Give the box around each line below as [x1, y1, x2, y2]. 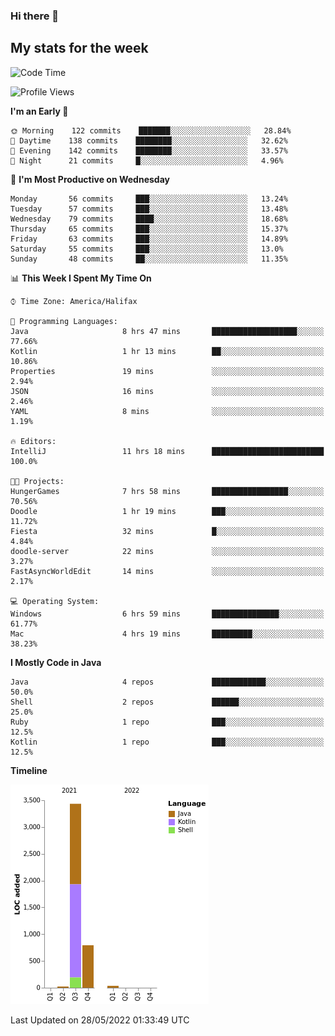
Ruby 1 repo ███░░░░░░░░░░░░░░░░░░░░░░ [10, 717, 325, 727]
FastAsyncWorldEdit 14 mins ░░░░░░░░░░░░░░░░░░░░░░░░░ [10, 566, 325, 576]
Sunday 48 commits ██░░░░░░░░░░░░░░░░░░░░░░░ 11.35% [10, 254, 288, 264]
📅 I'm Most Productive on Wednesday [10, 173, 170, 185]
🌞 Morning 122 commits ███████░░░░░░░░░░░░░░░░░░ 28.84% [10, 125, 292, 136]
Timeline [10, 764, 48, 776]
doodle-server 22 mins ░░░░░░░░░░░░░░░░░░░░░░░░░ [10, 546, 325, 556]
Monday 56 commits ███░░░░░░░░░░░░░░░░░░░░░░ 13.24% [10, 194, 288, 204]
